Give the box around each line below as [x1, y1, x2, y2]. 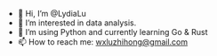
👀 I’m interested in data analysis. [17, 17, 137, 28]
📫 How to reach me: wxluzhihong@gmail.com [17, 37, 189, 47]
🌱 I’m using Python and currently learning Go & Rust [17, 27, 208, 37]
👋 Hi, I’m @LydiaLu [17, 9, 87, 18]
